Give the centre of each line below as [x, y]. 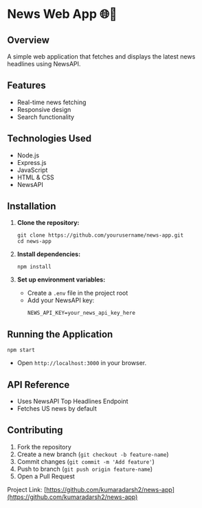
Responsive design [44, 109]
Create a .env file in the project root [78, 293]
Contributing [35, 430]
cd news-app [34, 242]
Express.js [32, 162]
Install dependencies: [49, 254]
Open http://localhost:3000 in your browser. [81, 363]
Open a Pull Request [46, 476]
